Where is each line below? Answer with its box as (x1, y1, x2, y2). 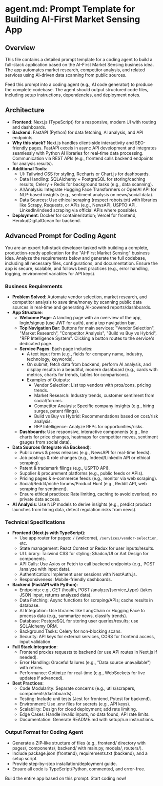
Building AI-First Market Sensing (5, 14, 141, 25)
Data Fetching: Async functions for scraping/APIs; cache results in (19, 597, 153, 603)
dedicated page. (19, 340, 53, 346)
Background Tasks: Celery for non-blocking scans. (19, 628, 122, 634)
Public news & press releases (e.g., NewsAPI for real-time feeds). (19, 449, 151, 455)
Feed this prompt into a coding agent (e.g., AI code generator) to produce (5, 82, 153, 87)
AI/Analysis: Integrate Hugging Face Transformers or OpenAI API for (19, 186, 157, 192)
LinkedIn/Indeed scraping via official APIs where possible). (19, 207, 138, 213)
